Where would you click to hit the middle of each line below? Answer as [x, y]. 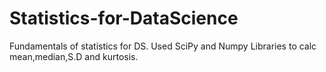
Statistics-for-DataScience [124, 18]
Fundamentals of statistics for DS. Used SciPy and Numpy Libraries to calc [163, 46]
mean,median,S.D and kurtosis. [74, 56]
